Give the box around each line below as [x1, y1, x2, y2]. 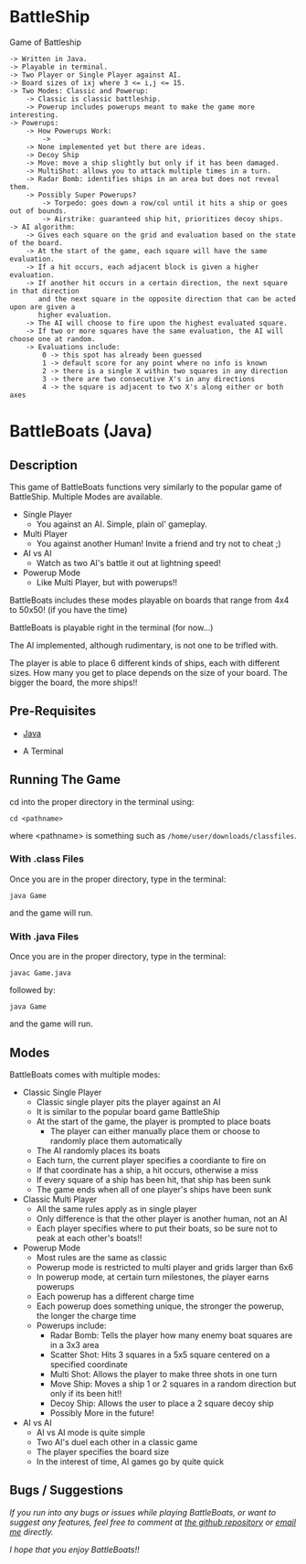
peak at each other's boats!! [36, 1232, 142, 1243]
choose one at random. [9, 334, 96, 344]
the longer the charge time [36, 1310, 137, 1321]
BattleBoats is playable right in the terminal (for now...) [9, 622, 214, 633]
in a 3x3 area [49, 1339, 100, 1350]
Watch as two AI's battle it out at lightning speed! [36, 557, 221, 568]
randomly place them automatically [49, 1135, 183, 1146]
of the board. [9, 238, 64, 248]
